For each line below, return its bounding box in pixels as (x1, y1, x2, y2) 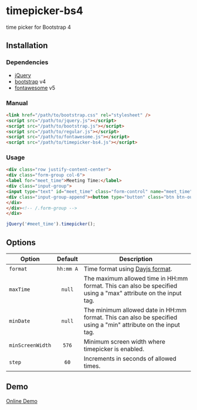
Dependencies (6, 58, 49, 66)
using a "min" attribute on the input (83, 321, 180, 329)
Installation (6, 41, 48, 51)
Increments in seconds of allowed (83, 355, 177, 363)
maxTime (9, 286, 30, 293)
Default (56, 255, 78, 263)
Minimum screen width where (83, 338, 166, 346)
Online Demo (6, 397, 38, 404)
